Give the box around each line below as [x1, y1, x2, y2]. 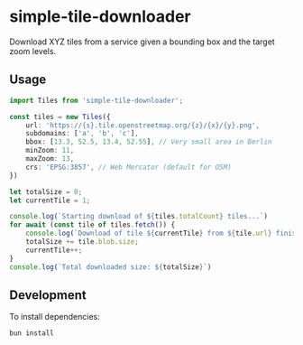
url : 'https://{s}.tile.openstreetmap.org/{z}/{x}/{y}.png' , [25, 120, 260, 130]
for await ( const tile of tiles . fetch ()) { [9, 220, 176, 229]
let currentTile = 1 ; [9, 196, 91, 205]
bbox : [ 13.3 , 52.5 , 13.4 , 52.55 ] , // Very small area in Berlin [25, 137, 272, 146]
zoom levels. [9, 45, 57, 56]
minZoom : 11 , [25, 146, 75, 155]
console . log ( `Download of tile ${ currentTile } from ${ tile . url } [25, 228, 272, 238]
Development [9, 287, 87, 303]
